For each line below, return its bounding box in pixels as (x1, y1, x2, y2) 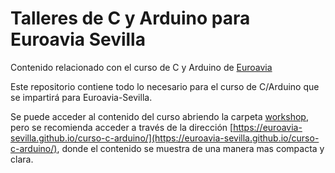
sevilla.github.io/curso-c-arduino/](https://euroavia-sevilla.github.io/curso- (10, 132, 320, 144)
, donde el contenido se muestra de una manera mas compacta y (56, 142, 325, 154)
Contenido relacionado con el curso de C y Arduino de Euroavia (10, 61, 273, 73)
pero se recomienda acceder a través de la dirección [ (10, 121, 234, 133)
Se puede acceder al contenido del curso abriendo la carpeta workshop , (10, 110, 309, 122)
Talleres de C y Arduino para (10, 7, 251, 30)
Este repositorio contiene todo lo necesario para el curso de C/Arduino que (10, 80, 320, 92)
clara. (10, 153, 34, 165)
